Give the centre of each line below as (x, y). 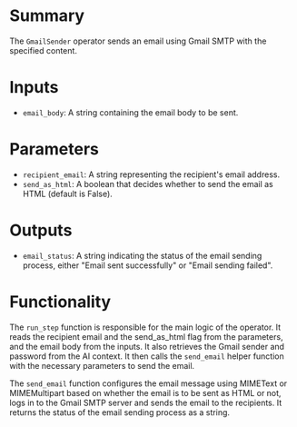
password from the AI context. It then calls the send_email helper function (147, 356)
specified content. (43, 50)
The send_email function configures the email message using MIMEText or (148, 383)
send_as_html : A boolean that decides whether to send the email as (148, 184)
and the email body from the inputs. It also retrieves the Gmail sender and (147, 346)
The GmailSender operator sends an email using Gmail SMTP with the (138, 41)
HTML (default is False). (68, 194)
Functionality (60, 302)
